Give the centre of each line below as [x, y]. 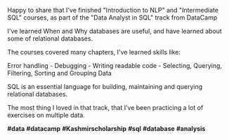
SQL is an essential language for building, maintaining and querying [105, 86]
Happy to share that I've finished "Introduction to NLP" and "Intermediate [113, 10]
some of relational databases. [50, 38]
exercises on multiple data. [46, 115]
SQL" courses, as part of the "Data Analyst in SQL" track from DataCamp [112, 17]
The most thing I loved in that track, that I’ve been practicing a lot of [105, 107]
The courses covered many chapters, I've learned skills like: [94, 52]
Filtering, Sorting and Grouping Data [60, 73]
